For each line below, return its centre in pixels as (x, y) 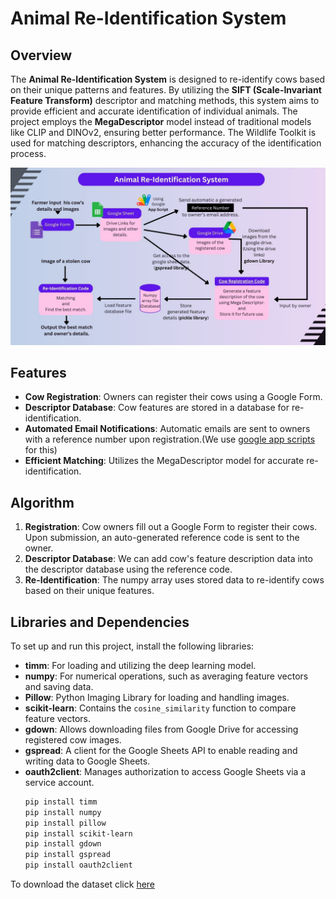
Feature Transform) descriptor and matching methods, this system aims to (165, 100)
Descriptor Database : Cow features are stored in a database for (157, 408)
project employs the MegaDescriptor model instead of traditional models (161, 121)
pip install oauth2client (78, 865)
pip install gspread (67, 855)
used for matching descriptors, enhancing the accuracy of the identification (166, 143)
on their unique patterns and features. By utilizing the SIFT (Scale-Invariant (166, 90)
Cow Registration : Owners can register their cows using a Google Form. (173, 397)
